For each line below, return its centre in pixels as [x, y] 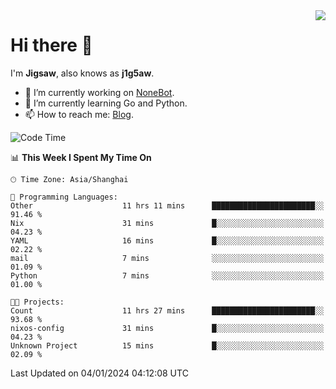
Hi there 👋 [51, 45]
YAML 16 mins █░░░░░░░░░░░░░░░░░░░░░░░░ [167, 240]
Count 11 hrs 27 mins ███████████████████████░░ [167, 310]
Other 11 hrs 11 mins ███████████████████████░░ [167, 205]
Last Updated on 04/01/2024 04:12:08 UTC [99, 373]
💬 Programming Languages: [64, 197]
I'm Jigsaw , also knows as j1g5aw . [82, 73]
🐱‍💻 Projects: [37, 302]
